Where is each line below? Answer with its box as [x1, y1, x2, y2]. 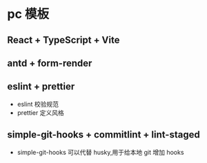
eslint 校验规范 [17, 100, 59, 108]
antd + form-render [7, 57, 92, 69]
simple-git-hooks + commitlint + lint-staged [7, 129, 200, 141]
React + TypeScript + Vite [7, 34, 120, 45]
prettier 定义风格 [17, 108, 64, 117]
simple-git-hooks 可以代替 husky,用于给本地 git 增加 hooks [17, 148, 184, 156]
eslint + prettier [7, 80, 75, 93]
